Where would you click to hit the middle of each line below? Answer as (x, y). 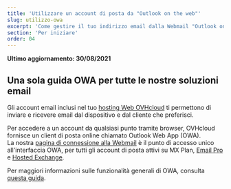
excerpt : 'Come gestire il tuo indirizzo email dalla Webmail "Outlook (112, 26)
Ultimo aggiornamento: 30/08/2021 (59, 58)
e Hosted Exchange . (36, 157)
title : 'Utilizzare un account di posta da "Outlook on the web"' (104, 13)
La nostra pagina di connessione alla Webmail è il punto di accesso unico (111, 142)
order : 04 (21, 39)
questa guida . (26, 178)
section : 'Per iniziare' (43, 33)
